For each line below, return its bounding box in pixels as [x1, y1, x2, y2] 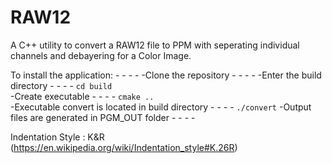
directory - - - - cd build [10, 79, 113, 91]
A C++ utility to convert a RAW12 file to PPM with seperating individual [10, 39, 300, 51]
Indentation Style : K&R [10, 131, 105, 143]
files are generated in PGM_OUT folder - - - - [10, 111, 196, 123]
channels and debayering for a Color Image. [10, 49, 192, 61]
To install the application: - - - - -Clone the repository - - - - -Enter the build [10, 69, 322, 81]
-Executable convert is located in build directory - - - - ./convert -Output [10, 101, 312, 113]
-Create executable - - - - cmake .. [10, 90, 155, 102]
